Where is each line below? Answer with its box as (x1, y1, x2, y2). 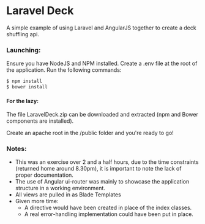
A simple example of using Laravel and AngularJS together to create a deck (6, 24, 197, 31)
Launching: (6, 45, 41, 54)
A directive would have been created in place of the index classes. (24, 204, 192, 212)
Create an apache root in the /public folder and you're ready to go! (6, 129, 174, 137)
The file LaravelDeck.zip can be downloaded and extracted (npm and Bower (6, 111, 199, 118)
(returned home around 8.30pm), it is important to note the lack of (15, 165, 182, 172)
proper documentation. (15, 171, 73, 179)
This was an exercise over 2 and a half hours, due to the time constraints (15, 158, 199, 166)
